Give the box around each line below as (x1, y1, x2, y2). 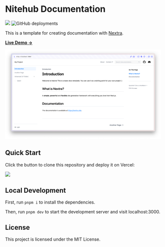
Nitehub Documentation (5, 3, 106, 15)
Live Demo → (5, 40, 33, 45)
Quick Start (5, 149, 41, 157)
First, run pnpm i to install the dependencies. (5, 199, 95, 206)
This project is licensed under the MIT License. (5, 236, 101, 243)
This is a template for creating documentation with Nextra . (5, 30, 124, 36)
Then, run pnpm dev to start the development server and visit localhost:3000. (5, 209, 161, 215)
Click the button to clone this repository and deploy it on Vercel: (5, 162, 135, 167)
